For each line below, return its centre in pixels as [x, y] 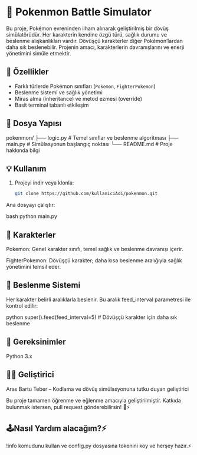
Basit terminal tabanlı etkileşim [52, 105]
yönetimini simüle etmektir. [39, 53]
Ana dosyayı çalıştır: [31, 205]
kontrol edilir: [22, 305]
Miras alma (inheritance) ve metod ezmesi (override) [78, 98]
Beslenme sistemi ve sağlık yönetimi [59, 92]
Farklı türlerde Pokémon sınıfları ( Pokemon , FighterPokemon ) [85, 86]
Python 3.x [19, 356]
